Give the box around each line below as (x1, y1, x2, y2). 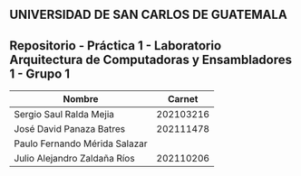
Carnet (167, 93, 199, 106)
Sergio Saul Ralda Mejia (14, 108, 115, 121)
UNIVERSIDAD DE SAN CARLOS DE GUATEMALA (9, 7, 287, 23)
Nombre (63, 93, 99, 106)
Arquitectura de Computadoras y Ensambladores (9, 51, 293, 67)
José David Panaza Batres (14, 123, 126, 135)
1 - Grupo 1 (9, 66, 71, 81)
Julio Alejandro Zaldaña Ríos (14, 153, 135, 165)
